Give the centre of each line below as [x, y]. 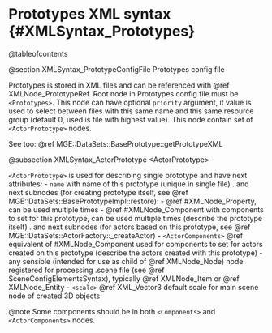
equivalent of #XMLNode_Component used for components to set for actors [136, 244]
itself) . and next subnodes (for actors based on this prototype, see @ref [130, 227]
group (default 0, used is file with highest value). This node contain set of [131, 119]
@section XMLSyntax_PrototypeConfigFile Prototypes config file [117, 69]
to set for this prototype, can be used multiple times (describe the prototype [135, 218]
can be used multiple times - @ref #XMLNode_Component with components [136, 209]
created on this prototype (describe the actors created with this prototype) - [136, 253]
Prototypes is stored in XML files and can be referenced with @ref [119, 85]
